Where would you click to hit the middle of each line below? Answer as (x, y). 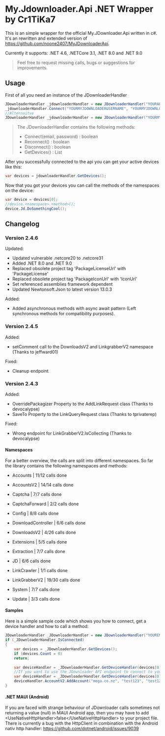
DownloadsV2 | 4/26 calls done (44, 532)
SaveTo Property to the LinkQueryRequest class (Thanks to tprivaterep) (84, 414)
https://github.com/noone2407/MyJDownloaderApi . (57, 43)
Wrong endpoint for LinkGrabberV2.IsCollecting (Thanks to (72, 434)
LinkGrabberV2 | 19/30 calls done (46, 580)
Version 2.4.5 (22, 327)
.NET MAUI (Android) (27, 697)
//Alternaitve (20, 113)
